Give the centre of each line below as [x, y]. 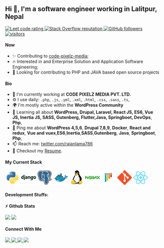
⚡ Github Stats [20, 206]
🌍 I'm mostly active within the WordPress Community [68, 105]
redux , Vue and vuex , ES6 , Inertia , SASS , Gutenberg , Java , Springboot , [84, 133]
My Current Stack [24, 162]
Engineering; [25, 67]
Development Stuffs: [27, 195]
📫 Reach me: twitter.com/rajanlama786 [52, 144]
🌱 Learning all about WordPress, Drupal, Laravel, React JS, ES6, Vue [83, 112]
